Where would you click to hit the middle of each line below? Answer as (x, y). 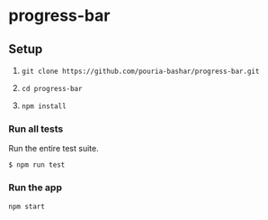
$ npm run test (37, 165)
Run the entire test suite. (54, 149)
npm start (27, 206)
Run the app (35, 188)
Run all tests (36, 129)
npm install (44, 106)
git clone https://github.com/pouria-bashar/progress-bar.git (140, 71)
